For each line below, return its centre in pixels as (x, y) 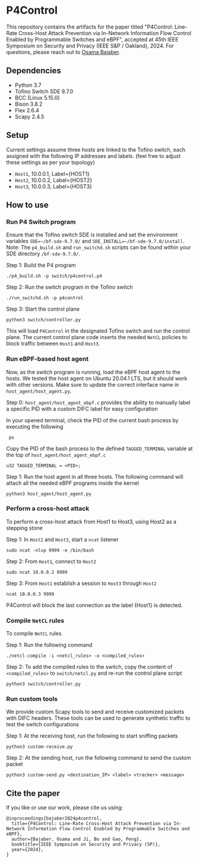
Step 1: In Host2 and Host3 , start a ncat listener (62, 539)
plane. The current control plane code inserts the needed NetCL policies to (97, 337)
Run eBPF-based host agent (48, 359)
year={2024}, (28, 850)
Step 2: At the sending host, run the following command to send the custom (99, 758)
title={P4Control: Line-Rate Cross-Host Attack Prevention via (91, 824)
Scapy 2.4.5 (29, 116)
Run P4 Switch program (41, 222)
